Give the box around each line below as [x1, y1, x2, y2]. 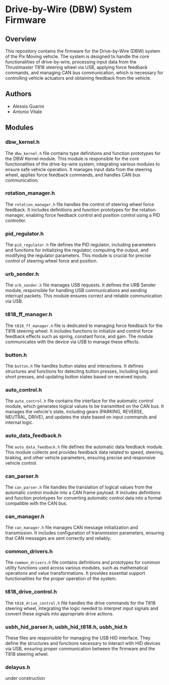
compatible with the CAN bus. [5, 500, 68, 506]
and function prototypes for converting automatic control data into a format [5, 495, 162, 501]
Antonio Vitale [12, 108, 42, 115]
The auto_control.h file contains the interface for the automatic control [5, 398, 153, 404]
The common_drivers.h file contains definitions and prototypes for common [5, 560, 160, 566]
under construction [5, 675, 46, 681]
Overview [5, 35, 37, 43]
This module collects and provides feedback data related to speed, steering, [5, 449, 164, 455]
